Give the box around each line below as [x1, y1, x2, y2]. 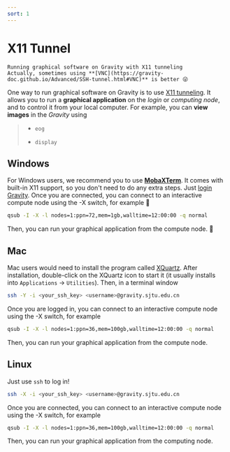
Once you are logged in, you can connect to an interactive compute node [7, 304, 218, 313]
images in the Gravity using [7, 110, 87, 119]
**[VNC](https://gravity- [88, 69, 164, 77]
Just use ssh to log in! [7, 377, 70, 386]
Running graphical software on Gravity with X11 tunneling [7, 64, 183, 71]
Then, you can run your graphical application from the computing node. [7, 437, 213, 445]
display [34, 139, 57, 146]
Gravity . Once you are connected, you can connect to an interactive [7, 191, 203, 199]
